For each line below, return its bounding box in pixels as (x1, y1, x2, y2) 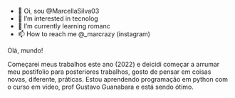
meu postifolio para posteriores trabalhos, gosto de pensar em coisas (7, 67, 211, 76)
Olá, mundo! (7, 46, 43, 55)
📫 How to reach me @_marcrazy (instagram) (17, 30, 151, 38)
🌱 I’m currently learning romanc (17, 22, 110, 30)
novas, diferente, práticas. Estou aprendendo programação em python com (7, 75, 229, 83)
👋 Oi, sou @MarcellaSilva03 (17, 7, 100, 15)
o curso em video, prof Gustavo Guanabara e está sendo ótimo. (7, 82, 194, 91)
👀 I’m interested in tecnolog (17, 14, 98, 23)
